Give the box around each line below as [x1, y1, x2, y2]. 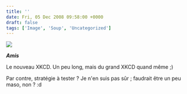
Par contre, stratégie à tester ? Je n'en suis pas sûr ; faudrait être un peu [6, 75, 182, 82]
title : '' [6, 8, 30, 15]
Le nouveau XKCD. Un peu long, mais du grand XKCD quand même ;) [6, 63, 174, 70]
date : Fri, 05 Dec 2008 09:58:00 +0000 [6, 14, 104, 20]
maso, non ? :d [6, 81, 42, 88]
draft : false [6, 19, 38, 25]
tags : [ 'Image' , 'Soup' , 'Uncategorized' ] [6, 25, 111, 31]
